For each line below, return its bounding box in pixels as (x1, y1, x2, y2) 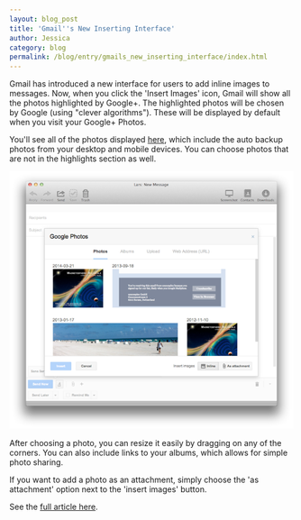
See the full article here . (9, 501, 98, 512)
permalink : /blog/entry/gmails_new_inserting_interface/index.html (9, 52, 269, 62)
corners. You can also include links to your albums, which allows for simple (9, 447, 288, 458)
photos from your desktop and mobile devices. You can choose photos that (9, 144, 289, 155)
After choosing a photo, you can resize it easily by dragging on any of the (9, 437, 282, 448)
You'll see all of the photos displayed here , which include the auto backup (9, 134, 284, 145)
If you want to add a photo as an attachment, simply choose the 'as (9, 474, 260, 485)
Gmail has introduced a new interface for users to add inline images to (9, 78, 270, 89)
